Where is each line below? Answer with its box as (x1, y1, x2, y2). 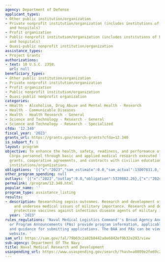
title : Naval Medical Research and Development (5, 245, 105, 250)
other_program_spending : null (5, 172, 67, 177)
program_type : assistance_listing (5, 190, 76, 195)
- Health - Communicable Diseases (5, 108, 76, 113)
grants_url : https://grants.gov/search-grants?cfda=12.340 (5, 135, 129, 140)
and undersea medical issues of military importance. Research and (14, 204, 155, 209)
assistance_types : (5, 48, 43, 53)
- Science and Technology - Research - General (5, 116, 105, 122)
